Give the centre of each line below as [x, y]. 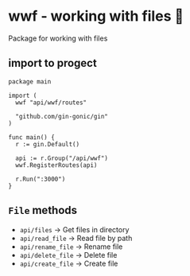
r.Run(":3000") [41, 179]
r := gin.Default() [48, 144]
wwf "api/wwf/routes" [51, 103]
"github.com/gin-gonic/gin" [62, 116]
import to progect [52, 63]
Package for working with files [58, 38]
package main [30, 82]
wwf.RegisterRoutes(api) [56, 165]
